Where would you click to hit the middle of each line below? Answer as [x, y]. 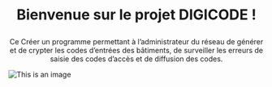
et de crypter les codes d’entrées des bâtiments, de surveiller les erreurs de [136, 51]
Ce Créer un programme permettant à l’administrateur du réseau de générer [136, 42]
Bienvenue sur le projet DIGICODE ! [136, 15]
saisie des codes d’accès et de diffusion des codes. [136, 59]
